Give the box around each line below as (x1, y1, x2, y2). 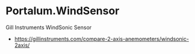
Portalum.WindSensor (5, 4, 120, 18)
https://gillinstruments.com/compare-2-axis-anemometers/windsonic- (14, 35, 189, 42)
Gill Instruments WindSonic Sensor (5, 24, 92, 31)
